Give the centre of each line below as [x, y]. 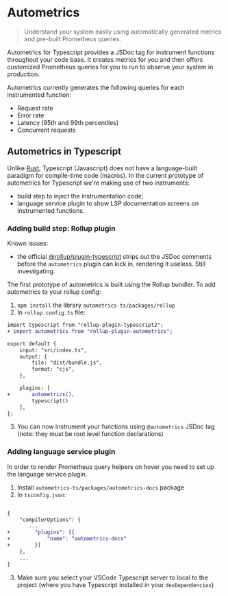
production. [23, 74]
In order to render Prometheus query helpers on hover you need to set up [111, 467]
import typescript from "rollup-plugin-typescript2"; [86, 325]
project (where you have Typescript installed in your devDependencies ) [115, 584]
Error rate [30, 115]
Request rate [35, 108]
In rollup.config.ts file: [51, 312]
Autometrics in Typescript [64, 151]
